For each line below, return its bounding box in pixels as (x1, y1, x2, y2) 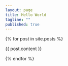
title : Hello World (5, 12, 47, 17)
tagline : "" (5, 17, 30, 22)
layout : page (5, 7, 33, 13)
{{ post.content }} (5, 46, 42, 52)
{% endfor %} (5, 56, 35, 62)
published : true (5, 21, 40, 27)
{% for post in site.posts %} (5, 36, 63, 42)
